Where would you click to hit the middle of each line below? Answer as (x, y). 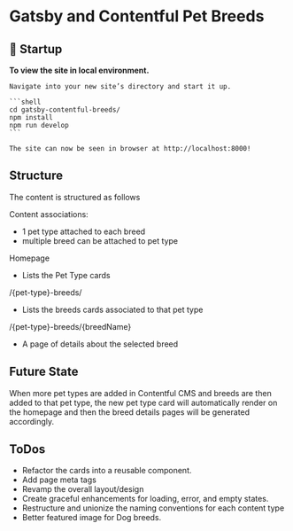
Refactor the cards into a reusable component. (107, 471)
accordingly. (32, 421)
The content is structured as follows (75, 197)
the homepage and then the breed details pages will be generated (130, 412)
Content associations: (49, 214)
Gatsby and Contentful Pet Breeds (137, 16)
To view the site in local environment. (79, 70)
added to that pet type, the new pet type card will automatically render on (143, 402)
